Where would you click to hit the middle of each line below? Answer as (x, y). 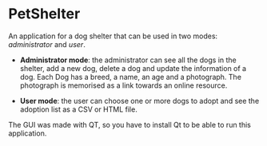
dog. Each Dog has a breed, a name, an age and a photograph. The (131, 77)
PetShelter (44, 14)
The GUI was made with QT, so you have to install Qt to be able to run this (130, 124)
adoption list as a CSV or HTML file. (78, 109)
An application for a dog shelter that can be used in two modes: (113, 36)
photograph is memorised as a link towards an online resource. (124, 85)
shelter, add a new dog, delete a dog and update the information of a (133, 68)
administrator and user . (47, 44)
